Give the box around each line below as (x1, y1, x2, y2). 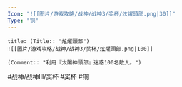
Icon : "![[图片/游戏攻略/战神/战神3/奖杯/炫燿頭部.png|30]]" (7, 10, 176, 18)
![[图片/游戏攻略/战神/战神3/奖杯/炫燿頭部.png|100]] (7, 45, 153, 52)
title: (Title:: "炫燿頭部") (7, 37, 90, 45)
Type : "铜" (7, 17, 39, 24)
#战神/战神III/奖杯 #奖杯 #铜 (7, 72, 89, 81)
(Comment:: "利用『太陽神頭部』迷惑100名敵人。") (7, 59, 142, 66)
